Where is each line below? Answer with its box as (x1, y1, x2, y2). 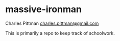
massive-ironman (5, 4, 82, 15)
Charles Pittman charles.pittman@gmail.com (5, 20, 99, 26)
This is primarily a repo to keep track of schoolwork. (5, 30, 115, 36)
